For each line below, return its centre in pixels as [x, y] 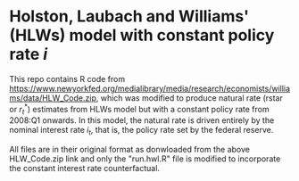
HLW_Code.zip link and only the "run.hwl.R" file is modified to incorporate [145, 159]
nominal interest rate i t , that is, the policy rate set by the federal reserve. [141, 131]
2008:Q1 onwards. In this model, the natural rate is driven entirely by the [142, 120]
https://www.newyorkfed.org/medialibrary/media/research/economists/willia [150, 88]
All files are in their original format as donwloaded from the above [129, 150]
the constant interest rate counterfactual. [85, 169]
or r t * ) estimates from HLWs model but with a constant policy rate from [139, 109]
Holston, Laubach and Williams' [129, 16]
